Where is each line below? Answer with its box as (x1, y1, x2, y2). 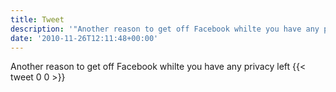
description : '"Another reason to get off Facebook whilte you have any (10, 24, 320, 34)
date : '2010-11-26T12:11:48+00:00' (10, 33, 159, 43)
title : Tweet (10, 14, 65, 25)
